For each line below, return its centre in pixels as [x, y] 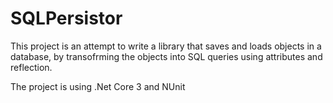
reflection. [31, 67]
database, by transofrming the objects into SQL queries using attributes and [166, 56]
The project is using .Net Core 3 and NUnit [98, 86]
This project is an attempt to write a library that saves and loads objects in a [166, 46]
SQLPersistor [66, 18]
